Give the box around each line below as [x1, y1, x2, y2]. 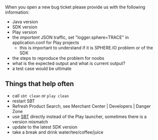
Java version [12, 19, 38, 24]
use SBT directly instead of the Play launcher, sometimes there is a [12, 114, 147, 119]
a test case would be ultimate [12, 66, 72, 71]
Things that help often [5, 80, 74, 88]
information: [5, 9, 30, 15]
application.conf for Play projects [12, 40, 79, 46]
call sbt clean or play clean [12, 93, 69, 98]
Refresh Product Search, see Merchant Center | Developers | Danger [12, 103, 151, 109]
